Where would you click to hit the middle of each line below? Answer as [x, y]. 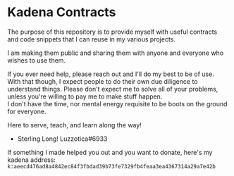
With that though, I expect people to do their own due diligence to [103, 81]
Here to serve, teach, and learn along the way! [75, 125]
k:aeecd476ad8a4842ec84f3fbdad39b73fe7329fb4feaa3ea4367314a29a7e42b [112, 166]
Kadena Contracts [62, 12]
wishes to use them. [36, 60]
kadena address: [32, 160]
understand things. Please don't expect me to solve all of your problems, [113, 89]
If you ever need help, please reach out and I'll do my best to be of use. [111, 74]
